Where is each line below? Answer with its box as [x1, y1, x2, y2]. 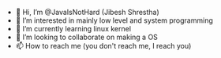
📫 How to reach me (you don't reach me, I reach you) [15, 42, 192, 50]
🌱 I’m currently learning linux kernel [15, 24, 132, 33]
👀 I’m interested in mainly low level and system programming [15, 16, 213, 25]
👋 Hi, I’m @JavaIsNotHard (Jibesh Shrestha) [15, 8, 159, 16]
